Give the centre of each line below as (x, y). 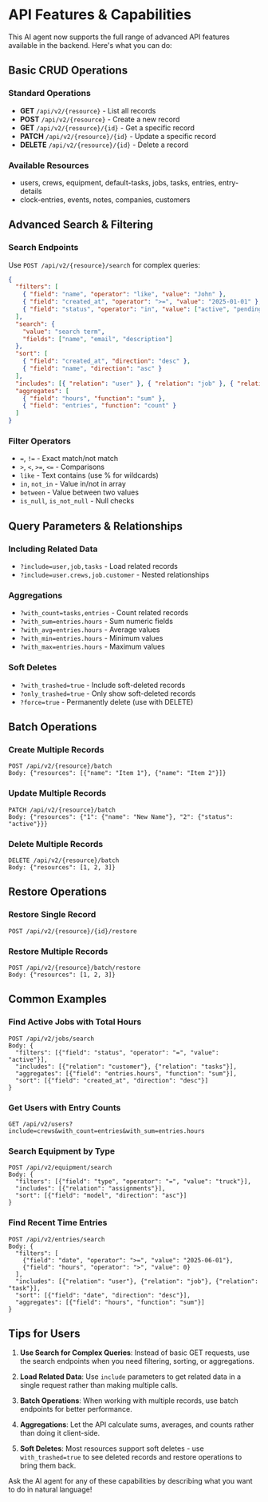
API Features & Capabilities (100, 15)
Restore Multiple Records (58, 951)
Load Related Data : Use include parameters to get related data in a (130, 1377)
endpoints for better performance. (76, 1409)
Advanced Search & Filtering (81, 225)
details (31, 191)
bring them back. (48, 1466)
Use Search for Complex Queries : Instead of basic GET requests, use (134, 1353)
